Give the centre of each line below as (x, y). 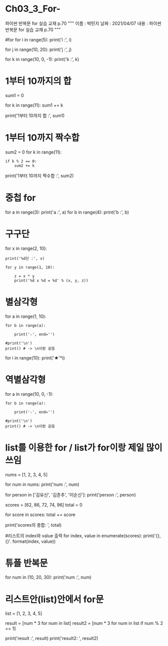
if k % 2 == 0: (21, 161)
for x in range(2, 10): (26, 248)
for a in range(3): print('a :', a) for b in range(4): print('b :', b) (67, 212)
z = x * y (25, 276)
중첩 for (21, 198)
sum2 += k (25, 166)
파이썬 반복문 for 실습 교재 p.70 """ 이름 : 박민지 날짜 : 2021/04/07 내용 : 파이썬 (83, 23)
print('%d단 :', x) (25, 258)
